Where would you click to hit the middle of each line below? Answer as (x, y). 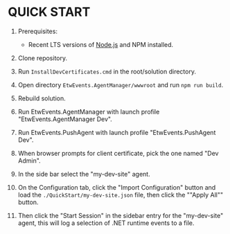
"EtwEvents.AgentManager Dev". (65, 119)
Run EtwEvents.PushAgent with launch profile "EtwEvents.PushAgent (117, 132)
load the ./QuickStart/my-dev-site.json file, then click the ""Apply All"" (121, 195)
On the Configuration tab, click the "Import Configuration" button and (117, 187)
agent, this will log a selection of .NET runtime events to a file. (106, 223)
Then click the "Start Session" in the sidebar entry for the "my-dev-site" (121, 215)
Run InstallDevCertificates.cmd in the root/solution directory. (107, 71)
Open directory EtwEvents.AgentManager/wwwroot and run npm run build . (121, 84)
